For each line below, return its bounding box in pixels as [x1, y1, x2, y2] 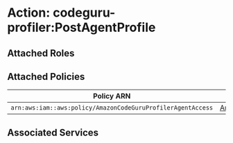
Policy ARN [93, 92, 131, 101]
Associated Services [7, 126, 99, 138]
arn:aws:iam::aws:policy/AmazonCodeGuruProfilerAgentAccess [10, 104, 214, 112]
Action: [7, 5, 51, 21]
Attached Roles [7, 47, 75, 59]
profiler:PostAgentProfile [7, 19, 156, 35]
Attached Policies [7, 71, 85, 83]
